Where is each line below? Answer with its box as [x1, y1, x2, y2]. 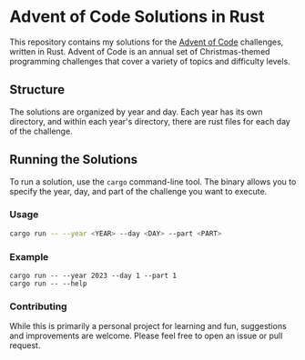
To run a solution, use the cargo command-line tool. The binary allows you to [9, 175, 297, 187]
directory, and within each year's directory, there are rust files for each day [9, 115, 291, 126]
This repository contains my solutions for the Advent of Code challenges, [9, 36, 284, 47]
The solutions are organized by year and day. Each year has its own [9, 106, 263, 117]
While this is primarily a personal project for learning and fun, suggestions [9, 321, 287, 332]
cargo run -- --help [9, 279, 88, 288]
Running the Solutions [9, 152, 138, 167]
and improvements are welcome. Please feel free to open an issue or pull [9, 330, 283, 342]
